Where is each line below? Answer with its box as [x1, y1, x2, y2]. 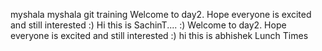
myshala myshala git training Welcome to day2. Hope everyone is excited [10, 9, 312, 20]
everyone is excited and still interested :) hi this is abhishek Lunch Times [10, 30, 309, 41]
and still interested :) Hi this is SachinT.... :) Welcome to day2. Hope [10, 19, 287, 31]
